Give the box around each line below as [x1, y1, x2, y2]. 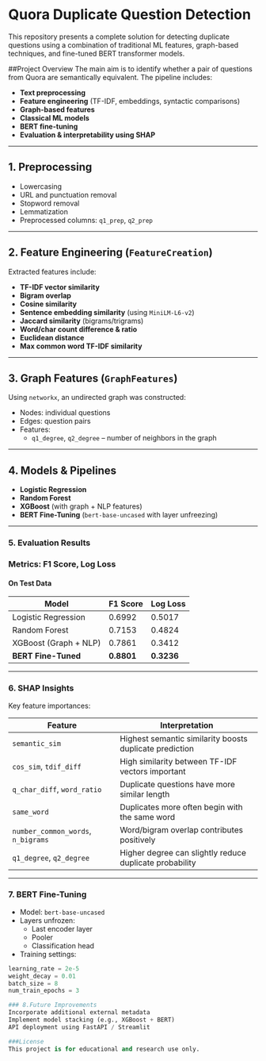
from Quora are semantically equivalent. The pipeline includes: [8, 72, 213, 82]
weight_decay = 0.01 [8, 972, 77, 980]
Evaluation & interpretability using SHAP [19, 129, 156, 140]
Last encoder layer [31, 924, 93, 933]
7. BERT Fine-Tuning [8, 889, 87, 900]
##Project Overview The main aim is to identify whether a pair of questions [8, 63, 253, 73]
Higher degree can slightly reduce [120, 847, 247, 858]
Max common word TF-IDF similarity [19, 341, 142, 351]
